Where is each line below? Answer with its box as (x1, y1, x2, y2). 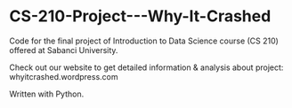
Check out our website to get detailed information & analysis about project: (9, 62, 284, 73)
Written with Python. (9, 89, 85, 99)
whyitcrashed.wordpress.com (9, 71, 118, 81)
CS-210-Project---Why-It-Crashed (9, 6, 272, 27)
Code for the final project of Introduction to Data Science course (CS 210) (9, 35, 279, 46)
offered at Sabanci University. (9, 44, 118, 55)
